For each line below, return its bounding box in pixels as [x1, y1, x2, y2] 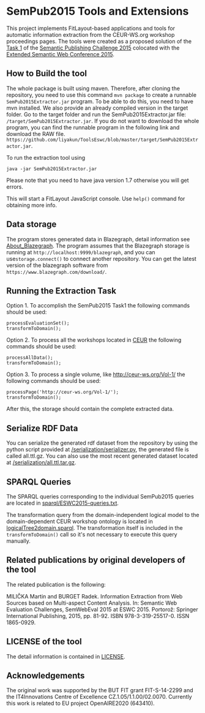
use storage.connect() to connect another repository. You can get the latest [6, 255, 197, 262]
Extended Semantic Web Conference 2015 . [6, 50, 115, 58]
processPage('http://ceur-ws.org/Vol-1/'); [6, 389, 119, 396]
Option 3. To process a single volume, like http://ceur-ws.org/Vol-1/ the [6, 371, 185, 378]
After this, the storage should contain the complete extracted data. [6, 406, 174, 413]
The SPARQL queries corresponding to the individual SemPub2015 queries [6, 493, 194, 500]
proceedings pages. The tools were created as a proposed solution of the [6, 37, 192, 45]
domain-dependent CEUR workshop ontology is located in [6, 518, 153, 525]
